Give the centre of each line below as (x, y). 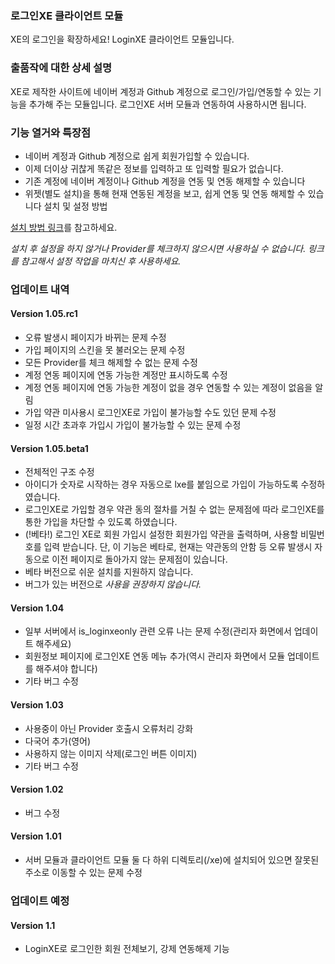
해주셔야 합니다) (66, 669)
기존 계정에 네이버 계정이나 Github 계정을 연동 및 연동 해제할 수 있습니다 (165, 181)
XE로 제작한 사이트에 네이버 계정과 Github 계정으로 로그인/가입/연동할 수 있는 (161, 91)
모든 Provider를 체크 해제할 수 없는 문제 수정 (111, 363)
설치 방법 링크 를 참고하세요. (64, 227)
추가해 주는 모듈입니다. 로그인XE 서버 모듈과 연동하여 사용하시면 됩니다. (167, 104)
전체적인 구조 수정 (59, 472)
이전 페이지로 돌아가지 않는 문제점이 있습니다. (139, 559)
